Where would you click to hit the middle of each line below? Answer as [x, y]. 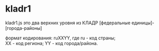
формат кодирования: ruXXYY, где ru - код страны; [60, 38]
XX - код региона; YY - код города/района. [52, 43]
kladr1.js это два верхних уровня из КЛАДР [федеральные [68, 23]
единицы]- [143, 23]
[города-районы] [24, 28]
